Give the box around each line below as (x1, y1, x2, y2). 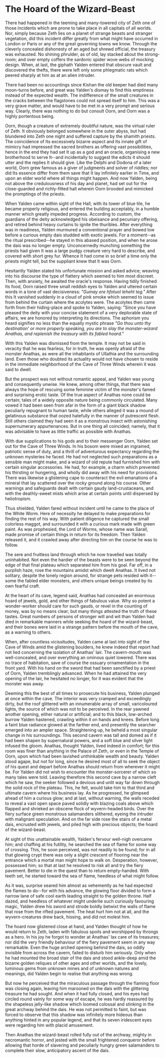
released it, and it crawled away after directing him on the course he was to (5, 536, 158, 542)
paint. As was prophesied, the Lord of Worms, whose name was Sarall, (5, 526, 148, 532)
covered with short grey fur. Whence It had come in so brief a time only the (5, 253, 157, 259)
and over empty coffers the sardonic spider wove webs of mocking (18, 56, 154, 62)
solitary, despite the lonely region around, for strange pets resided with (5, 572, 149, 578)
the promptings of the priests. (5, 191, 65, 197)
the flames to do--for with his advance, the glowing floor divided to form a (5, 887, 156, 894)
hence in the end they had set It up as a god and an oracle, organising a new (5, 149, 160, 155)
